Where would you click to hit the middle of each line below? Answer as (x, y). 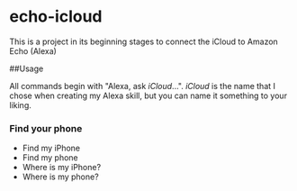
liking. (20, 105)
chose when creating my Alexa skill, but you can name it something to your (148, 95)
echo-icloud (56, 17)
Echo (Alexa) (33, 50)
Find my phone (50, 158)
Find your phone (46, 128)
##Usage (27, 68)
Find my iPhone (51, 148)
